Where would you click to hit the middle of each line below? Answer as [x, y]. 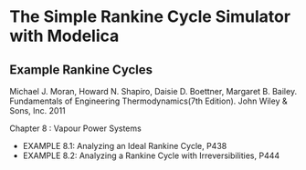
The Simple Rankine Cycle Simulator [150, 17]
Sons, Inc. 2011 [37, 110]
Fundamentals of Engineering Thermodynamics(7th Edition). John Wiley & [148, 101]
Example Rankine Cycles [81, 70]
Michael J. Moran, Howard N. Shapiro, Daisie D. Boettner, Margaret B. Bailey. [153, 91]
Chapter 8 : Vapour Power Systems [75, 128]
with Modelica [64, 36]
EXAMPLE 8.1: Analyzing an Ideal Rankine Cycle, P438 [125, 146]
